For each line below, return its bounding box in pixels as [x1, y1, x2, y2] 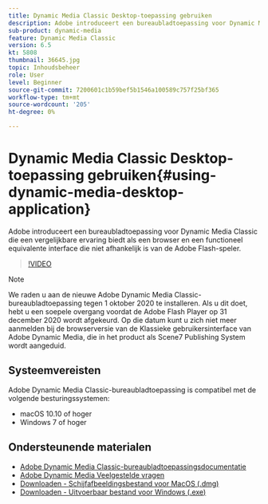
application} [8, 200, 92, 219]
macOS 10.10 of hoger [19, 408, 93, 419]
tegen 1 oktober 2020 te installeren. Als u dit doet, [83, 298, 248, 308]
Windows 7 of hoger [19, 417, 87, 427]
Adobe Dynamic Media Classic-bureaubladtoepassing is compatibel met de [8, 384, 257, 395]
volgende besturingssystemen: [8, 393, 110, 403]
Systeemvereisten [8, 364, 101, 377]
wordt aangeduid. [8, 341, 66, 350]
